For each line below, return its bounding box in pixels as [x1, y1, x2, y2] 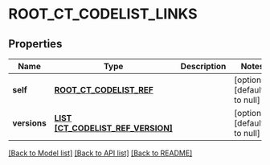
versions [12, 118, 47, 129]
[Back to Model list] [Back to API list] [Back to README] [8, 148, 193, 158]
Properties [8, 37, 63, 51]
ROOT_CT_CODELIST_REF [54, 85, 154, 95]
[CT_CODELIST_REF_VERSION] [54, 122, 173, 134]
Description [180, 61, 227, 72]
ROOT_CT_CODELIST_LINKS [8, 5, 198, 23]
